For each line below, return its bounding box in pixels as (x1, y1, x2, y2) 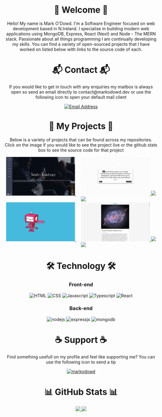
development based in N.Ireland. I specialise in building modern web (13, 25, 149, 31)
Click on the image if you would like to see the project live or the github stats (4, 142, 158, 148)
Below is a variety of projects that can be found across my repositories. (10, 136, 152, 143)
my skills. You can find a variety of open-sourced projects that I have (12, 41, 150, 47)
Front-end (69, 281, 93, 288)
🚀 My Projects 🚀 (49, 121, 113, 132)
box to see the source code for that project (38, 147, 124, 153)
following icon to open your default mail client (35, 94, 127, 100)
